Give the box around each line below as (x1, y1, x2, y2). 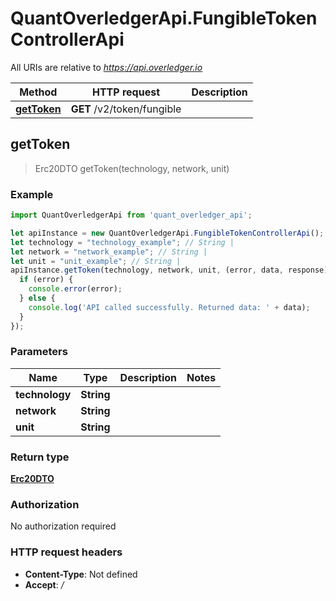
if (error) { (19, 275, 74, 285)
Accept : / (24, 578, 65, 591)
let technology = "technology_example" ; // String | (10, 237, 235, 247)
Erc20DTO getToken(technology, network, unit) (34, 162, 230, 174)
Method (19, 85, 58, 99)
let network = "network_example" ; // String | (10, 247, 208, 257)
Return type (10, 450, 70, 464)
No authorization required (10, 520, 117, 532)
